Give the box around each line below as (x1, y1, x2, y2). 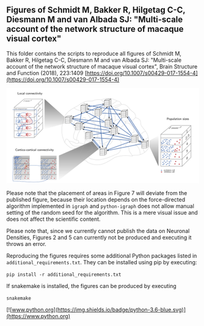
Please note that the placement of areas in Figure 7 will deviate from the (6, 189, 188, 196)
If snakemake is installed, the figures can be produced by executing (6, 282, 177, 289)
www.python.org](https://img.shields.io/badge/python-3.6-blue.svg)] (12, 306, 186, 313)
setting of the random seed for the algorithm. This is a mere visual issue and (6, 209, 199, 216)
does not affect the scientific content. (6, 215, 101, 223)
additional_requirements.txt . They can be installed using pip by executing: (6, 258, 197, 265)
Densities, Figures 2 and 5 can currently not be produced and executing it (6, 234, 192, 241)
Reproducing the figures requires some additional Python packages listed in (6, 252, 197, 259)
